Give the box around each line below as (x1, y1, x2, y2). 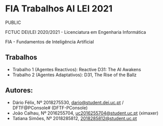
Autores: (5, 86, 33, 95)
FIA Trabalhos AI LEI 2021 (5, 3, 113, 14)
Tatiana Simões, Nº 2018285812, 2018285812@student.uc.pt (12, 115, 137, 121)
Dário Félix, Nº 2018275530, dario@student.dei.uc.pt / (12, 99, 124, 105)
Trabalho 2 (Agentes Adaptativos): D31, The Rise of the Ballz (12, 72, 137, 78)
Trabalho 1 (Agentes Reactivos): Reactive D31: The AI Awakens (12, 66, 141, 72)
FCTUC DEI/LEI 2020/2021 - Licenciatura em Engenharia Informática (5, 29, 146, 35)
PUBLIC (5, 19, 21, 25)
